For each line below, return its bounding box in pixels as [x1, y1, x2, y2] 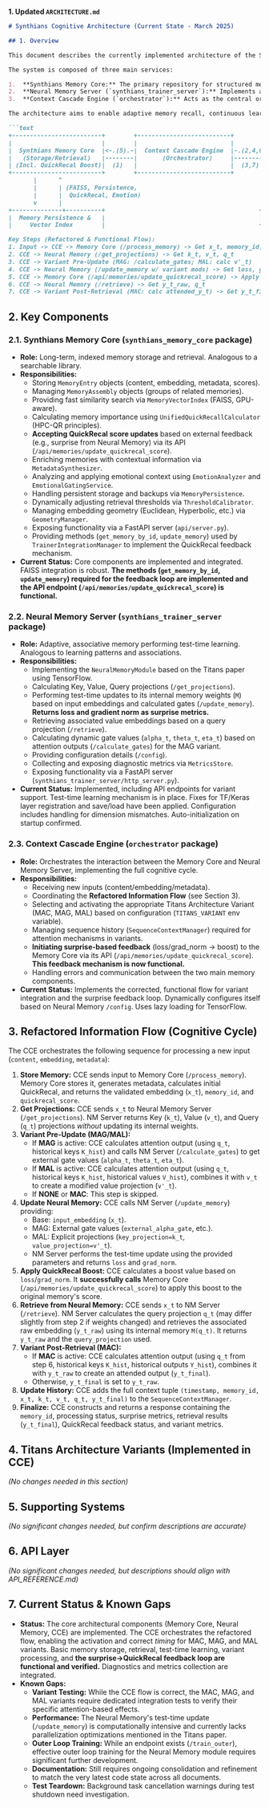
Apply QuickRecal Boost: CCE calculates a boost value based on [19, 1266, 236, 1276]
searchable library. [19, 360, 82, 370]
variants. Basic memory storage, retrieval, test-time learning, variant [19, 1644, 245, 1654]
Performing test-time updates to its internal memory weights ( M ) [31, 690, 242, 700]
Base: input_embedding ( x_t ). [31, 1215, 126, 1224]
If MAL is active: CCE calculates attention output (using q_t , [31, 1163, 230, 1174]
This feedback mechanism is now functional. [31, 959, 186, 968]
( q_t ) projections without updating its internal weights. [19, 1121, 199, 1131]
